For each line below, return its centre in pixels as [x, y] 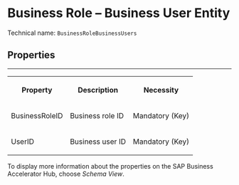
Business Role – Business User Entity [119, 13]
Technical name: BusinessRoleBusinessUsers [72, 33]
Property [37, 90]
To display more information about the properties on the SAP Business [110, 166]
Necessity [161, 90]
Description [98, 90]
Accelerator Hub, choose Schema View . [66, 174]
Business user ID [98, 142]
